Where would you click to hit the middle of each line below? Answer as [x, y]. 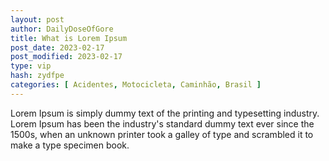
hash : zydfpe [37, 76]
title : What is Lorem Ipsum [69, 38]
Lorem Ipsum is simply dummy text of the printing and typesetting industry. [165, 113]
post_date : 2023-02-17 [57, 47]
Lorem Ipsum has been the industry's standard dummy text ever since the [162, 123]
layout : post [37, 19]
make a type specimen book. [70, 145]
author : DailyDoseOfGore [62, 29]
